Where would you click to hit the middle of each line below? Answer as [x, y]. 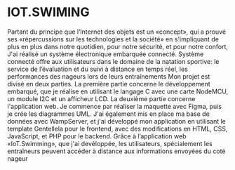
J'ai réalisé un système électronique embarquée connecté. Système [106, 54]
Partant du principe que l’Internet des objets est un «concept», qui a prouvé [117, 32]
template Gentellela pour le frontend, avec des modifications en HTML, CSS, [117, 129]
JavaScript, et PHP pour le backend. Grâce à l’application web [97, 136]
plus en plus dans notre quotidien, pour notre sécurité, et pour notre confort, [117, 46]
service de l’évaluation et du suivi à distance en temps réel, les [98, 69]
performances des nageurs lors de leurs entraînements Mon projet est [109, 76]
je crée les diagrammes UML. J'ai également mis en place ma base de [109, 114]
